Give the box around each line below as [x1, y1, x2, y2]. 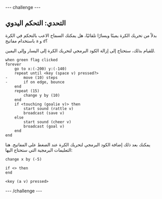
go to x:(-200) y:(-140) [14, 66, 67, 71]
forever [5, 62, 22, 67]
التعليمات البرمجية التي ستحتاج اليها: [5, 147, 73, 153]
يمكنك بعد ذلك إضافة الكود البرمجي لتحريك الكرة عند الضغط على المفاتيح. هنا [5, 141, 151, 147]
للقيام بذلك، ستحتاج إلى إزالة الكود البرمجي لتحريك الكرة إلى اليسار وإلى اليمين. [5, 48, 156, 54]
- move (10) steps [5, 75, 58, 80]
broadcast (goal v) [23, 124, 65, 129]
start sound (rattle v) [23, 106, 74, 111]
